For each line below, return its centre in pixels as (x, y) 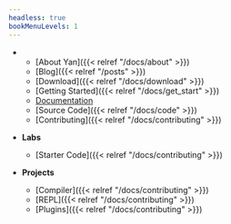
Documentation (64, 100)
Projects (38, 172)
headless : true (37, 18)
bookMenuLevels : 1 (43, 26)
